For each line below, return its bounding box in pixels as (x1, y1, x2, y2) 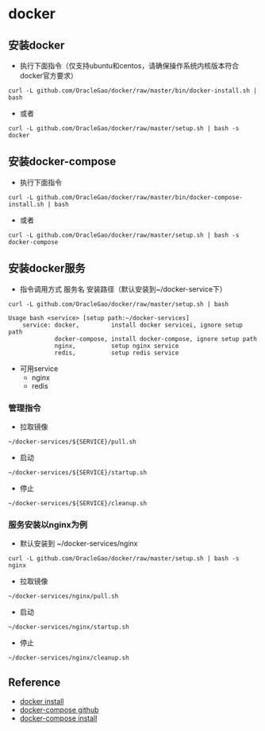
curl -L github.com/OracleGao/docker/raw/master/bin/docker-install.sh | (8, 87, 258, 95)
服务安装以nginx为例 (8, 519, 88, 530)
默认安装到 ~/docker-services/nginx (19, 539, 138, 548)
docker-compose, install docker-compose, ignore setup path (54, 335, 258, 342)
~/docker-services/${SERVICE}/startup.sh (8, 468, 148, 477)
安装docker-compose (8, 155, 117, 168)
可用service (19, 363, 59, 373)
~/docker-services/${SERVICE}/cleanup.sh (8, 499, 148, 507)
